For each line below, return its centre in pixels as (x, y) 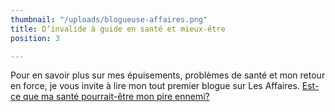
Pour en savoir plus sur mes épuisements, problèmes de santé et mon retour (168, 75)
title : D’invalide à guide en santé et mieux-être (118, 29)
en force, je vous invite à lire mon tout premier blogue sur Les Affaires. (155, 86)
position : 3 (35, 38)
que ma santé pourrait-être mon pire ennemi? (116, 97)
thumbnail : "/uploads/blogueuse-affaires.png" (109, 19)
